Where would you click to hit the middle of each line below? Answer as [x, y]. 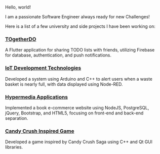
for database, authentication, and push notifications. [58, 55]
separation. [17, 118]
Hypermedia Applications [37, 97]
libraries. [14, 147]
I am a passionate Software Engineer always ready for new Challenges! [78, 17]
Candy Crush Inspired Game [40, 131]
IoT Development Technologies [43, 68]
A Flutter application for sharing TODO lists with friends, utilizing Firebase [80, 50]
